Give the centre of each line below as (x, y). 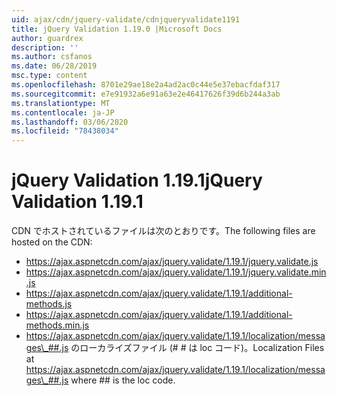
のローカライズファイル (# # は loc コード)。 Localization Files (197, 348)
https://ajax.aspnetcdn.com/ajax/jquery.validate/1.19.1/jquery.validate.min (176, 272)
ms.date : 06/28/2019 (54, 66)
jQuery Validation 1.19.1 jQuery (137, 180)
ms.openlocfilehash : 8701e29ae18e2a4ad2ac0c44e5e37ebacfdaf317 (146, 85)
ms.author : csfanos (52, 57)
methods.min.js (57, 325)
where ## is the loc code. (123, 380)
